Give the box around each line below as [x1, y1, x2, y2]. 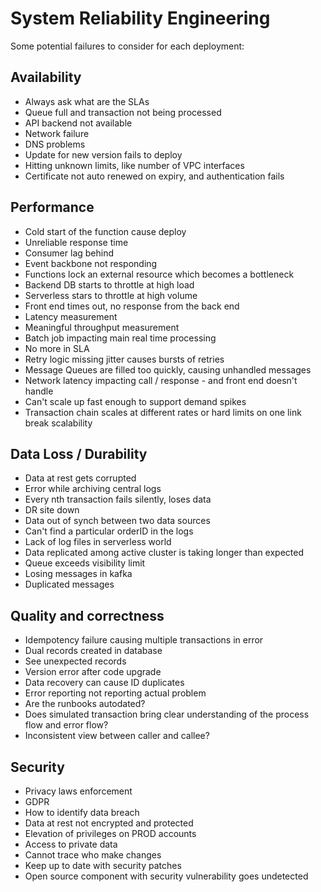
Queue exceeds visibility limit [24, 557, 146, 569]
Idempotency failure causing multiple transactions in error [24, 634, 264, 646]
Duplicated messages [24, 578, 115, 591]
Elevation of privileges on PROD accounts [24, 828, 197, 839]
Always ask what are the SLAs [24, 95, 150, 107]
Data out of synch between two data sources [24, 515, 211, 527]
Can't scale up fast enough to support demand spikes [24, 395, 247, 407]
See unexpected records [24, 655, 127, 667]
